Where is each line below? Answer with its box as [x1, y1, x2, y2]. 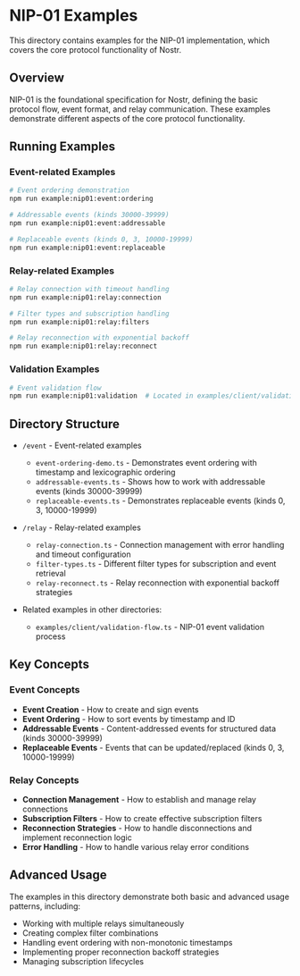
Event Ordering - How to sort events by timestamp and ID [21, 713, 236, 724]
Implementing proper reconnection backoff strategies [21, 947, 220, 957]
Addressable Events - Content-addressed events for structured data [21, 723, 277, 734]
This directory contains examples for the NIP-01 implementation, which [9, 35, 271, 46]
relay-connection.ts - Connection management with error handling [35, 540, 285, 551]
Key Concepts [9, 657, 89, 672]
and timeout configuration [35, 549, 131, 560]
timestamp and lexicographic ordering [35, 467, 176, 478]
